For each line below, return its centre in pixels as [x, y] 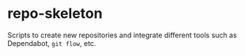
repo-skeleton [55, 14]
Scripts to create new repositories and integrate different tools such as [122, 35]
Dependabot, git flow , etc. [52, 43]
